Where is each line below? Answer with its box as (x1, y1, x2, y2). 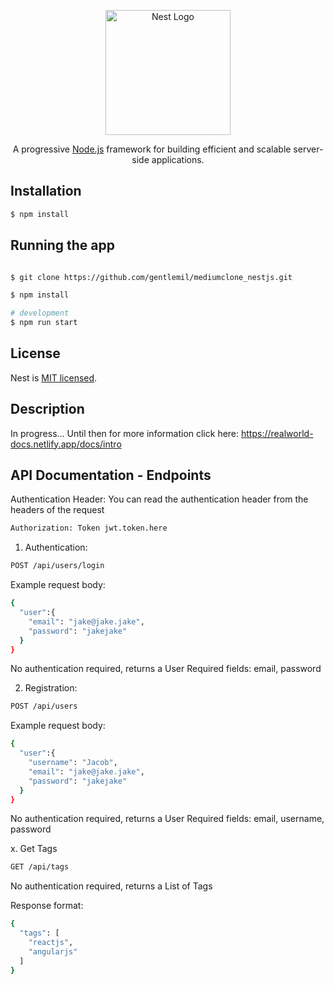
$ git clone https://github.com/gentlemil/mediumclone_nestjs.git (10, 272, 293, 282)
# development (10, 308, 70, 319)
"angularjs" (28, 946, 78, 957)
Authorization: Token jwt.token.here (10, 523, 168, 534)
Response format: (10, 900, 84, 912)
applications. (151, 154, 205, 165)
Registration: (24, 682, 78, 694)
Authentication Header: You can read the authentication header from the (10, 493, 309, 505)
